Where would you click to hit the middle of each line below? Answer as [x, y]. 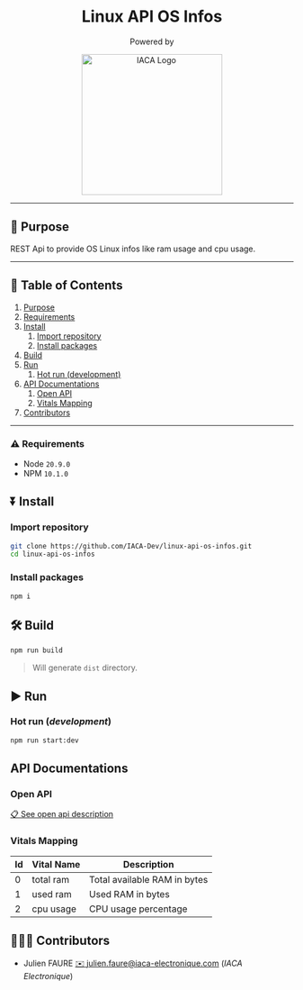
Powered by [152, 41]
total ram [51, 879]
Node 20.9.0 [47, 463]
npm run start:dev [45, 740]
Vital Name [56, 864]
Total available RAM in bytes [149, 879]
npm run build [37, 650]
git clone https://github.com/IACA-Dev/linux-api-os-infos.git [131, 546]
